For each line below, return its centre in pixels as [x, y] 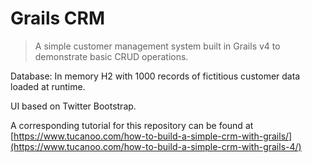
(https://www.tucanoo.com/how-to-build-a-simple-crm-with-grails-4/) [156, 146]
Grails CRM [57, 18]
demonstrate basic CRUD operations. [111, 56]
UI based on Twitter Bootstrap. [73, 106]
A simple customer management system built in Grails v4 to [157, 46]
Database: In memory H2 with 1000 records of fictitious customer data [155, 76]
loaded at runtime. [48, 86]
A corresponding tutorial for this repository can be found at [132, 125]
